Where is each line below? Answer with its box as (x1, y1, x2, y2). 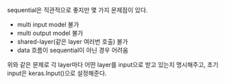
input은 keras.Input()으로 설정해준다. (7, 69, 107, 77)
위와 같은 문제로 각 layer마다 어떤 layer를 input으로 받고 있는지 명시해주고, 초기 (7, 61, 219, 68)
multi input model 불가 (16, 20, 80, 29)
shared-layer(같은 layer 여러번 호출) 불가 (16, 38, 128, 46)
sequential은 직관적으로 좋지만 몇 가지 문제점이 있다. (7, 6, 148, 14)
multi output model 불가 (16, 29, 84, 37)
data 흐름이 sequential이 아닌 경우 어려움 (16, 46, 129, 54)
